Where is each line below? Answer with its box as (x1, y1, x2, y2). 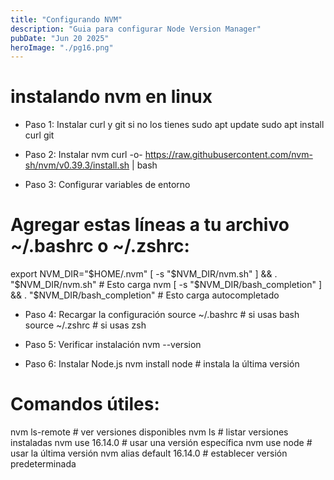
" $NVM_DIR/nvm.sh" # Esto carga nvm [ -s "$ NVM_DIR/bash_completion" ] (10, 279, 322, 291)
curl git (24, 129, 55, 141)
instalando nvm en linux (10, 86, 213, 108)
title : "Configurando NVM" (10, 14, 123, 25)
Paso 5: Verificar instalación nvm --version (24, 339, 202, 351)
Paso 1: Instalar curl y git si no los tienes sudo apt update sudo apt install (24, 119, 325, 131)
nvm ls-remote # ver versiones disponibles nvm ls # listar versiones (10, 426, 289, 438)
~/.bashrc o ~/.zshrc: (10, 235, 190, 258)
